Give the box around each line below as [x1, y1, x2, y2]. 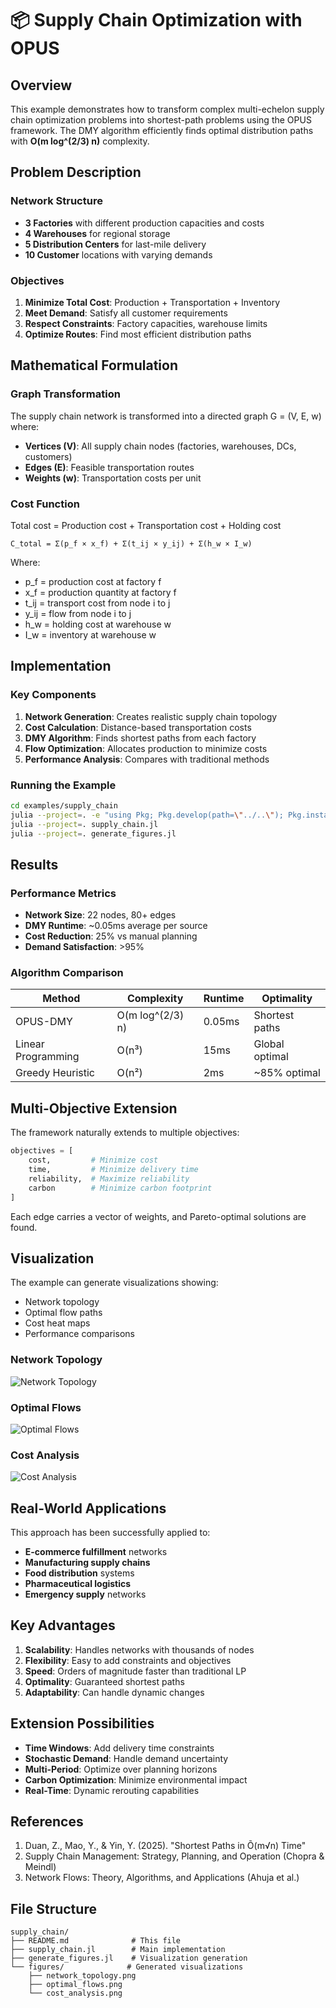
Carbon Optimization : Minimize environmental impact [24, 1773, 248, 1786]
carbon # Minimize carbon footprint [28, 1183, 213, 1193]
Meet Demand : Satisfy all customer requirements [24, 307, 228, 319]
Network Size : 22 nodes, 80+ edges [24, 909, 177, 921]
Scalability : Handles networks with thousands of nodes [24, 1643, 255, 1656]
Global [253, 1037, 285, 1051]
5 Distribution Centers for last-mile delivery [24, 238, 207, 250]
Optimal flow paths [24, 1307, 103, 1319]
